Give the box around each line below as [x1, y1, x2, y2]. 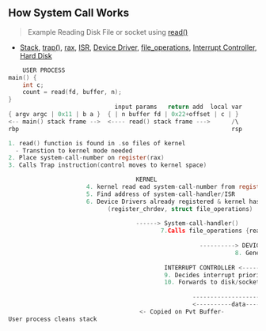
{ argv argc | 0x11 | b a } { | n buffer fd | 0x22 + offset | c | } [8, 111, 239, 118]
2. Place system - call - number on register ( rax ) [8, 154, 165, 162]
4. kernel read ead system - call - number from [85, 183, 236, 191]
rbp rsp [8, 125, 243, 133]
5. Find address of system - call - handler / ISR [85, 190, 236, 198]
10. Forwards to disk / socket [164, 278, 260, 287]
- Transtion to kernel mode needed [15, 146, 133, 155]
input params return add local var [114, 103, 243, 111]
